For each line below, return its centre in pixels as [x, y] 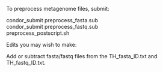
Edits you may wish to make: [42, 45]
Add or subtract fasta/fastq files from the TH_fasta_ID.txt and [82, 56]
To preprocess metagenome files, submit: [58, 9]
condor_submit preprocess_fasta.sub [52, 20]
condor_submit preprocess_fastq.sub [52, 27]
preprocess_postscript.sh [38, 33]
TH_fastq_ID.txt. [26, 63]
